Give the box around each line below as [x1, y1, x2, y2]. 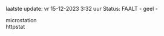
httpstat [5, 23, 25, 30]
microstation [5, 17, 37, 23]
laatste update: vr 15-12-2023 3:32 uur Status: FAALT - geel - [5, 5, 158, 12]
